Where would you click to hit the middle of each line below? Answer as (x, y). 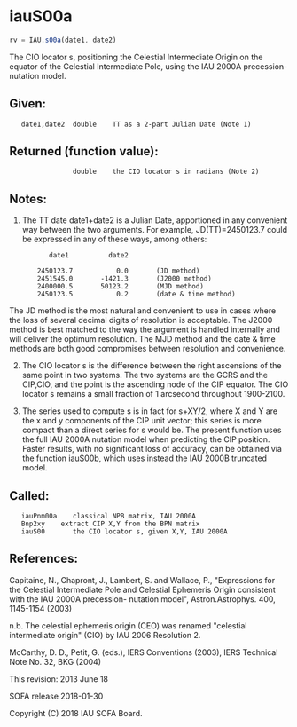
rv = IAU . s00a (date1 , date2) (63, 40)
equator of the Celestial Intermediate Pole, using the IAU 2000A (125, 66)
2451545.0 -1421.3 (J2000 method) (125, 279)
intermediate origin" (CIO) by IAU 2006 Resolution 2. (105, 635)
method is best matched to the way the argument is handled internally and (145, 329)
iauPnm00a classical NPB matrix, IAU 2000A (109, 517)
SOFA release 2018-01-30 (56, 696)
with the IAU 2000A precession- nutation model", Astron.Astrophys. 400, (143, 599)
